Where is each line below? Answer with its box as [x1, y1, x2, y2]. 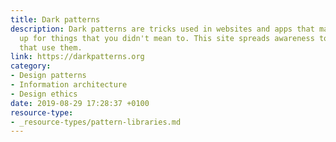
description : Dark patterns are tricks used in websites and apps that [10, 24, 315, 34]
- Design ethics [10, 89, 78, 99]
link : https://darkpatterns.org [10, 52, 145, 62]
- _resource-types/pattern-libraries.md [10, 117, 182, 127]
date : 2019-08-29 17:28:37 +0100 [10, 98, 150, 108]
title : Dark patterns [10, 14, 101, 25]
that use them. [19, 42, 83, 53]
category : [10, 61, 52, 71]
